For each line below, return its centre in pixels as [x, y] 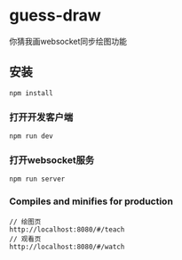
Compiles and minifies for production [91, 201]
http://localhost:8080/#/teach [67, 229]
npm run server [37, 179]
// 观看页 [25, 239]
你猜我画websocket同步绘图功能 [68, 41]
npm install [31, 93]
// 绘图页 [25, 222]
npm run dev [31, 136]
